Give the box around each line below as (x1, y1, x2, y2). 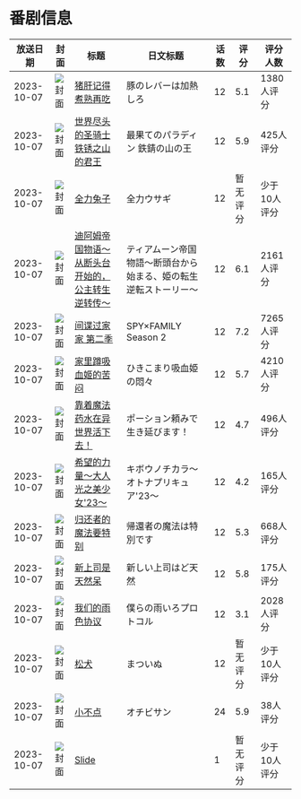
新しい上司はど (126, 561, 190, 574)
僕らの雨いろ (126, 602, 181, 614)
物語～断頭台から (126, 256, 199, 269)
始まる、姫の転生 (126, 270, 199, 282)
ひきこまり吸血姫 (126, 361, 199, 374)
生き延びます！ (126, 425, 190, 438)
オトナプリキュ (126, 476, 190, 489)
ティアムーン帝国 (126, 243, 197, 256)
